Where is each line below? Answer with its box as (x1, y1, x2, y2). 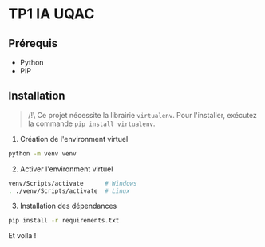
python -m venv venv (8, 149, 77, 158)
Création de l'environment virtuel (19, 134, 129, 143)
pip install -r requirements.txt (8, 217, 120, 225)
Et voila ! (8, 231, 37, 241)
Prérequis (8, 37, 58, 50)
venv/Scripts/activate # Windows (8, 179, 137, 187)
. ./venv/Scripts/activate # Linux (8, 186, 130, 195)
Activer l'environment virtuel (19, 164, 113, 174)
